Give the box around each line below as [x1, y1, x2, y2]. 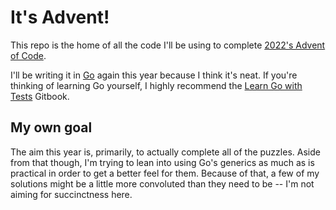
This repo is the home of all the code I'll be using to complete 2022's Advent [10, 39, 326, 51]
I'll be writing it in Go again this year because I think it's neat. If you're [10, 69, 298, 81]
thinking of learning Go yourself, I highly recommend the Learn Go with [10, 79, 303, 91]
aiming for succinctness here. [10, 188, 133, 200]
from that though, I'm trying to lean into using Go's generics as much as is [10, 156, 315, 168]
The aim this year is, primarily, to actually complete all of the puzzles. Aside [10, 146, 321, 158]
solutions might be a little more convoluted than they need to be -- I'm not [10, 177, 315, 190]
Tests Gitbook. [10, 90, 70, 102]
